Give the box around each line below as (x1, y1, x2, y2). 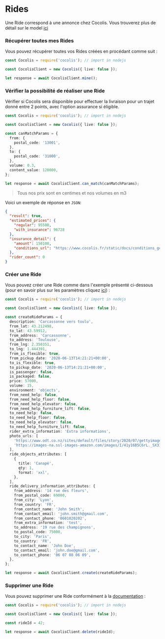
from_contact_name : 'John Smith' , (14, 507, 84, 512)
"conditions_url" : (14, 245, 52, 250)
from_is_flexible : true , (9, 351, 60, 356)
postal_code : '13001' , (14, 140, 60, 145)
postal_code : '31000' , (14, 154, 60, 159)
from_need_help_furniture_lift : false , (9, 406, 91, 411)
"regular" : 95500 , (14, 223, 52, 228)
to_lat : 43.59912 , (9, 328, 48, 333)
